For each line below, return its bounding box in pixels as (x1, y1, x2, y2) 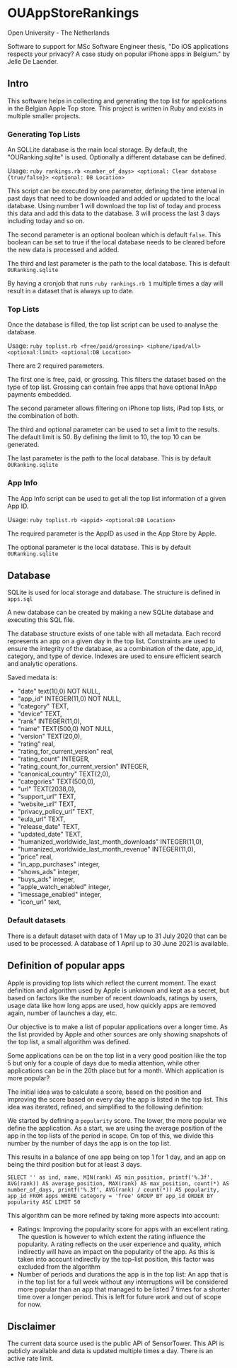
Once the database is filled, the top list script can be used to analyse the (7, 320, 218, 329)
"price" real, (17, 852, 53, 861)
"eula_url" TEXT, (17, 815, 66, 823)
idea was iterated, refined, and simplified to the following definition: (7, 1102, 204, 1111)
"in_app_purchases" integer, (17, 860, 100, 869)
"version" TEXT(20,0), (17, 732, 83, 741)
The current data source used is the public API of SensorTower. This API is (7, 1339, 224, 1347)
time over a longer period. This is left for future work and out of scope (17, 1292, 221, 1301)
